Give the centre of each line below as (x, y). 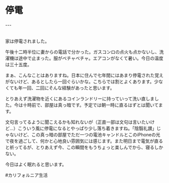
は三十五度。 (18, 65)
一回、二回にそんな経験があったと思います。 (68, 88)
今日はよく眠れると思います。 (36, 164)
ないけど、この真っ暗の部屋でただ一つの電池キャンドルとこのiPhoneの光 (85, 135)
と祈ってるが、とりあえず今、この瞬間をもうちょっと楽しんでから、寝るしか (84, 148)
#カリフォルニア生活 (26, 175)
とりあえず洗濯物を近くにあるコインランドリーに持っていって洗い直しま (80, 99)
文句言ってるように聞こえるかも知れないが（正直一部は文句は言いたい (78, 122)
